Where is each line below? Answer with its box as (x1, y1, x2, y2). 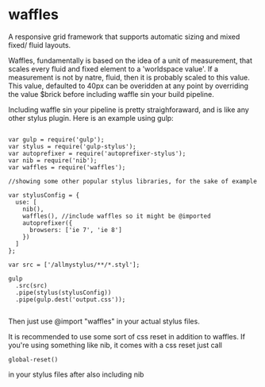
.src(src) (15, 281, 48, 289)
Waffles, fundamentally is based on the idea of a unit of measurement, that (8, 56, 252, 65)
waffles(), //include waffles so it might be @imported (22, 212, 212, 220)
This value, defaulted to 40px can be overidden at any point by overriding (8, 81, 248, 91)
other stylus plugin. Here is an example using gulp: (8, 113, 175, 122)
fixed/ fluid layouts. (8, 40, 71, 49)
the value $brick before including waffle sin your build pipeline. (8, 89, 214, 99)
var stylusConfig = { (8, 191, 80, 199)
